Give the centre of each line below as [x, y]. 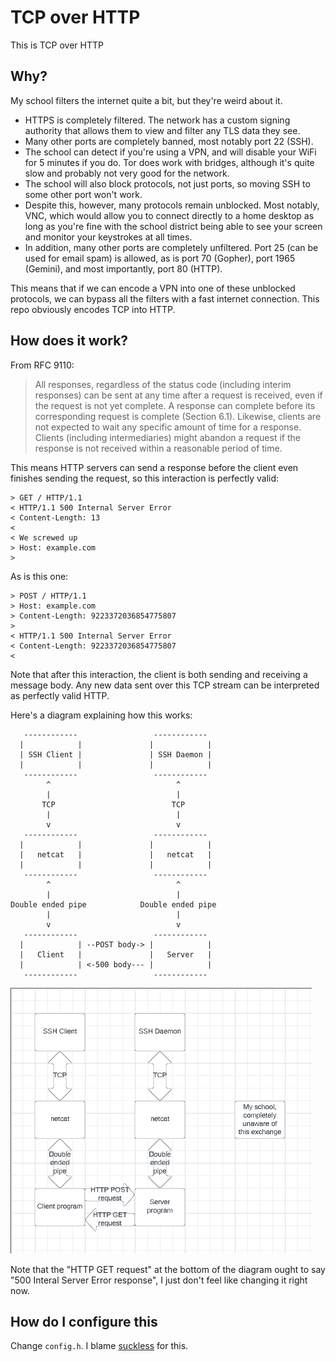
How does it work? [69, 341]
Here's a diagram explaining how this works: [101, 715]
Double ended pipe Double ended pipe [113, 904]
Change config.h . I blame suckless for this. [99, 1346]
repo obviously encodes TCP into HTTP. [93, 309]
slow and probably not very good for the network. [127, 173]
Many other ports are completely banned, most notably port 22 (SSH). [169, 141]
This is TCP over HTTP [57, 45]
